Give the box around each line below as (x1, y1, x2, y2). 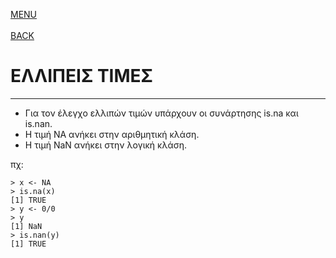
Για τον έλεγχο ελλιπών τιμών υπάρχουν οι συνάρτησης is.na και (24, 107, 299, 119)
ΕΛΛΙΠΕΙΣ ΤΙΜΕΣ (10, 65, 153, 88)
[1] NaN (10, 221, 43, 231)
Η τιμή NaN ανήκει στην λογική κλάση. (24, 139, 187, 151)
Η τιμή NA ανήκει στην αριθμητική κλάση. (24, 128, 200, 140)
